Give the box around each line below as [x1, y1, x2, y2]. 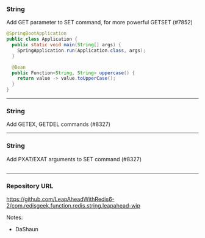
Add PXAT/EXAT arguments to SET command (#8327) [6, 155, 142, 163]
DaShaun [15, 225, 38, 233]
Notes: [6, 214, 23, 221]
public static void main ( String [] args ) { [12, 42, 121, 48]
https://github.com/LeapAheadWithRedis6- [6, 195, 115, 203]
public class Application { [6, 36, 78, 43]
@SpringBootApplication [6, 30, 67, 37]
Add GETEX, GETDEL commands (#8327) [6, 121, 111, 128]
